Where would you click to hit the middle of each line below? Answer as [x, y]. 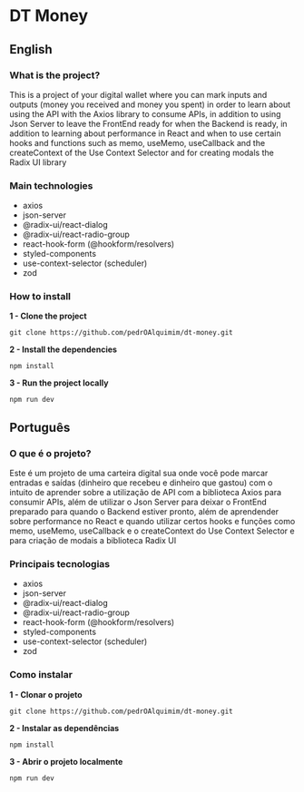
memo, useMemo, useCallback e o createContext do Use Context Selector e [152, 531]
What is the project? [55, 75]
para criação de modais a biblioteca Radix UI [93, 541]
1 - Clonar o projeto [46, 694]
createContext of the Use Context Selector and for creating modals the [142, 152]
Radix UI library [38, 162]
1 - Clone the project [49, 316]
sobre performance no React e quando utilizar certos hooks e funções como [152, 522]
